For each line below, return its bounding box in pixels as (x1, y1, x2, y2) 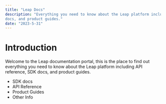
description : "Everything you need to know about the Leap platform (5, 12, 149, 17)
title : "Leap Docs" (5, 7, 45, 12)
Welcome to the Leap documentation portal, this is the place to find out (5, 59, 150, 65)
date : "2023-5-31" (5, 21, 43, 26)
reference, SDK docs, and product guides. (5, 69, 91, 75)
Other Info (12, 94, 33, 100)
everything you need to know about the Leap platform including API (5, 64, 143, 69)
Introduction (5, 42, 57, 53)
